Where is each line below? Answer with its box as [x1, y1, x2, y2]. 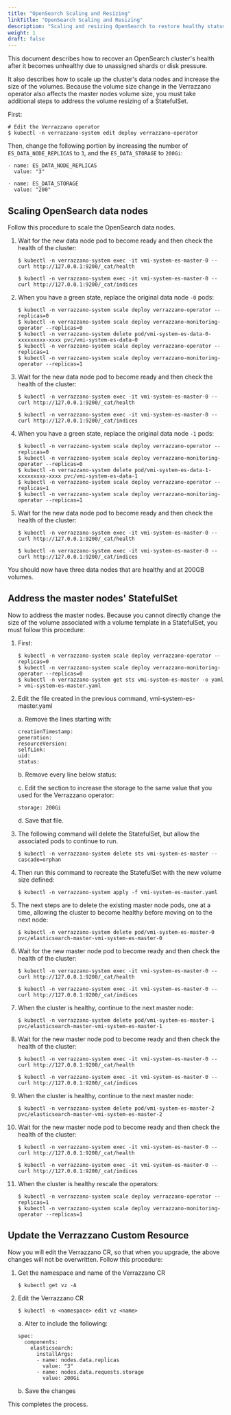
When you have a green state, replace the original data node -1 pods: [17, 429, 215, 437]
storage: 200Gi [17, 804, 62, 811]
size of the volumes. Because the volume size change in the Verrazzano [8, 82, 212, 91]
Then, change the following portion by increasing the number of [8, 142, 189, 150]
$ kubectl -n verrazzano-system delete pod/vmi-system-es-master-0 [17, 928, 215, 935]
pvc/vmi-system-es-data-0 [64, 336, 138, 344]
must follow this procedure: [8, 625, 85, 634]
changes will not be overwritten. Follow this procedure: [8, 1255, 163, 1263]
